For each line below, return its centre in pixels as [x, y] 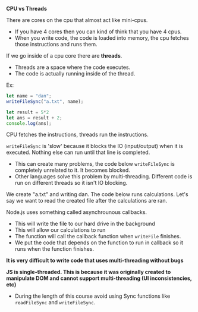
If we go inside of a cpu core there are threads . [64, 56]
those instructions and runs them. [56, 44]
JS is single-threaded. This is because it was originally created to [89, 272]
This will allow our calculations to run [60, 230]
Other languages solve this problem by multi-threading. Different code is [103, 177]
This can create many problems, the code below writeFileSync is [95, 164]
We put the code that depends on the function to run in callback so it [99, 242]
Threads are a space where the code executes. [73, 67]
